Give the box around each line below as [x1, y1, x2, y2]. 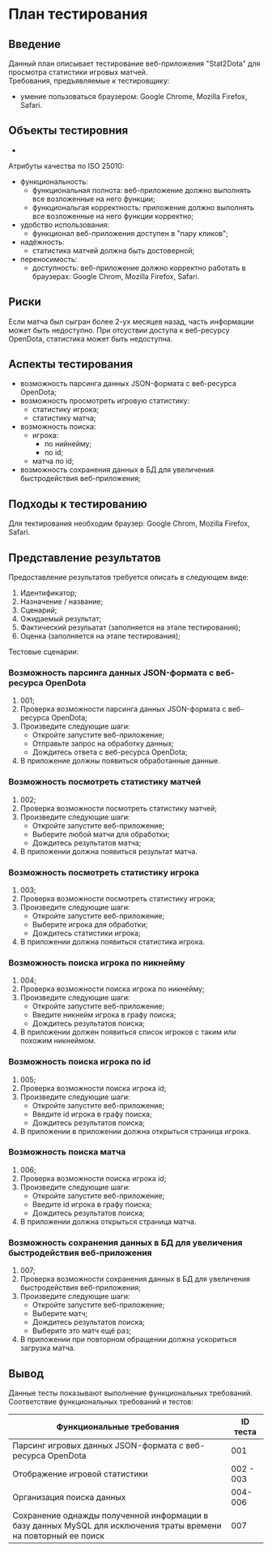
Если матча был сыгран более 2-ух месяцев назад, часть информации [8, 316, 254, 326]
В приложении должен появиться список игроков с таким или [19, 1027, 237, 1037]
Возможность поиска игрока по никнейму [8, 957, 185, 968]
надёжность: [19, 237, 65, 247]
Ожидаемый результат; [19, 614, 102, 624]
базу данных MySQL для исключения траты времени [12, 1520, 222, 1531]
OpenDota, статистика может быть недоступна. [8, 333, 173, 343]
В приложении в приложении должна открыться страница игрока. [19, 1126, 251, 1136]
